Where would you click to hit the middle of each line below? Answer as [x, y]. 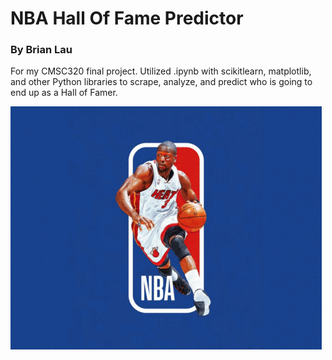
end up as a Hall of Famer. [64, 93]
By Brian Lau [41, 50]
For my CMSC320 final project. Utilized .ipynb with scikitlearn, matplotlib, [161, 71]
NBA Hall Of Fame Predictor [127, 18]
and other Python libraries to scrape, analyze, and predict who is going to [161, 82]
